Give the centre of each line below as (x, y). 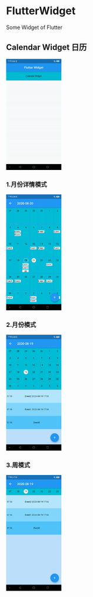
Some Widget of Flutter (34, 27)
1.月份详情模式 (26, 184)
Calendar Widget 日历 (46, 48)
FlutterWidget (41, 11)
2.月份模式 (21, 325)
